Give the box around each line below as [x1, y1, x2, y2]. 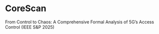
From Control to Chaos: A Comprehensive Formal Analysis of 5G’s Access [5, 19, 155, 25]
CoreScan [5, 3, 47, 14]
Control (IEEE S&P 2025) [5, 24, 55, 30]
